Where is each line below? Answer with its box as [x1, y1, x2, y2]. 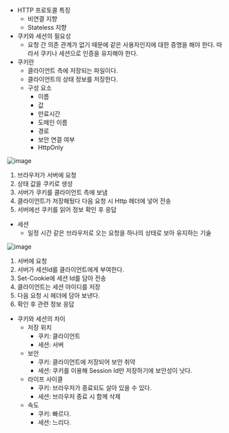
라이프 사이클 [27, 375, 63, 383]
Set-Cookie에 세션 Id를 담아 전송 [17, 274, 107, 282]
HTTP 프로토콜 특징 [17, 6, 71, 14]
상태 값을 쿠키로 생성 [17, 180, 73, 188]
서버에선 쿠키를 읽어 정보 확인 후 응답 [17, 206, 117, 213]
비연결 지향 [27, 15, 57, 23]
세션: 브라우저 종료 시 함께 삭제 [37, 392, 121, 401]
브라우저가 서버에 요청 [17, 171, 77, 179]
